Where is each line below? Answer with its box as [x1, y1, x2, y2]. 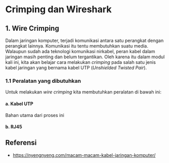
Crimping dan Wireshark [5, 4, 112, 15]
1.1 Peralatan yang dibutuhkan [5, 77, 81, 84]
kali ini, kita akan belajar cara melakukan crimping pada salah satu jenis [5, 59, 156, 65]
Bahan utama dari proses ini [5, 112, 65, 118]
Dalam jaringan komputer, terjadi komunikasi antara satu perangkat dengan [5, 37, 164, 43]
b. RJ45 [5, 124, 22, 130]
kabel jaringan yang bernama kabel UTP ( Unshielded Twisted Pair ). [5, 65, 147, 71]
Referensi [5, 138, 37, 147]
